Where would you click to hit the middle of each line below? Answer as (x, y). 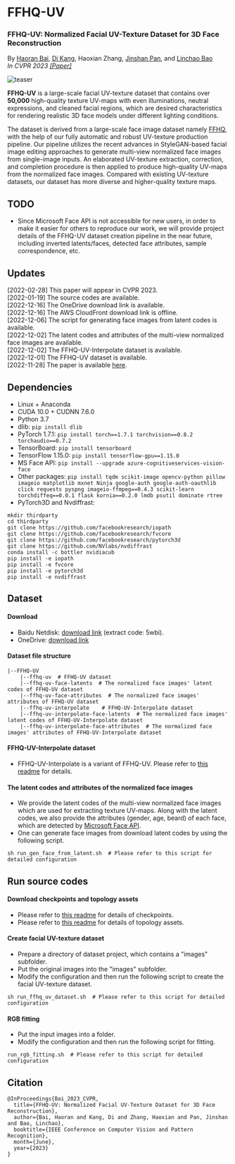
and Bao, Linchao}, (36, 1123)
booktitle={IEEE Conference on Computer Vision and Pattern (103, 1129)
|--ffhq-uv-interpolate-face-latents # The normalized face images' (124, 714)
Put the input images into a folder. (66, 1034)
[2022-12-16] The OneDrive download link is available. (86, 305)
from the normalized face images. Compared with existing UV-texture (108, 174)
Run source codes (48, 881)
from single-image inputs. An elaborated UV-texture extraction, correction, (115, 159)
